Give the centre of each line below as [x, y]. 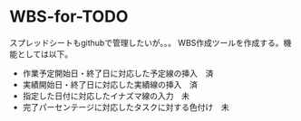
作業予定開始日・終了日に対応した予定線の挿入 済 [118, 73]
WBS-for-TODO [69, 17]
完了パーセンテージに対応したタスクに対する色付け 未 [126, 107]
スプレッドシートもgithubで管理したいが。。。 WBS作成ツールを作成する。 [146, 42]
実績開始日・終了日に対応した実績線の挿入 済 [110, 84]
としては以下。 [45, 54]
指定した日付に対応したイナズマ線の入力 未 [106, 96]
